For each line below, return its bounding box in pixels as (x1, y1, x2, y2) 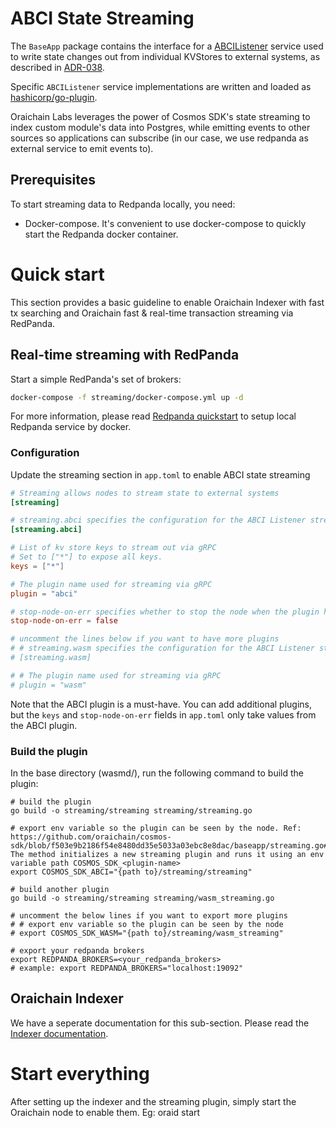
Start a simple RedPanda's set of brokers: (10, 373, 182, 385)
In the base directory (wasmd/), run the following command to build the (10, 767, 304, 779)
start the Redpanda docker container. (24, 228, 179, 240)
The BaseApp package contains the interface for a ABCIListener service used (10, 40, 324, 52)
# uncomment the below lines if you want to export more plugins (10, 910, 288, 921)
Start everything (10, 1062, 150, 1085)
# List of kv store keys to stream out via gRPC (10, 543, 217, 553)
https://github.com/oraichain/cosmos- (10, 832, 172, 842)
